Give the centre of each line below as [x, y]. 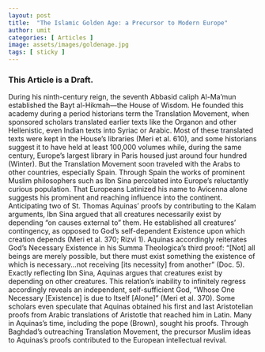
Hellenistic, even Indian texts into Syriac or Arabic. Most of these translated [131, 130]
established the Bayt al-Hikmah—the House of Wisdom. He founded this [126, 105]
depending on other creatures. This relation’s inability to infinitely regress [127, 282]
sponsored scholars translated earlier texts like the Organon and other [123, 122]
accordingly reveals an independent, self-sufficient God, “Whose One [121, 290]
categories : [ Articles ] [51, 37]
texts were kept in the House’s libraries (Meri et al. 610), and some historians [132, 139]
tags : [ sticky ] [37, 52]
